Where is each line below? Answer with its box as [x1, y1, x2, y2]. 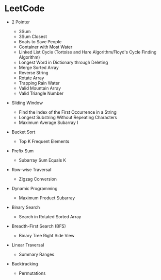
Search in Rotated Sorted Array [18, 213, 81, 219]
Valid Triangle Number [18, 90, 64, 96]
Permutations [18, 270, 46, 276]
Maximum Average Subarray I [18, 120, 78, 125]
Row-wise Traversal [11, 166, 51, 173]
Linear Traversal [11, 242, 44, 248]
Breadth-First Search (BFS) [11, 223, 66, 229]
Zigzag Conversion [18, 176, 57, 182]
